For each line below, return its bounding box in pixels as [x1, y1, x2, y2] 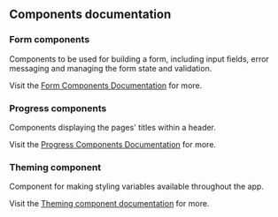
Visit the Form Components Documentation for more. [9, 79, 203, 91]
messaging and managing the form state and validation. [9, 63, 212, 73]
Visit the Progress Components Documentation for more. [9, 138, 217, 149]
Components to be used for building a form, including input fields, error [9, 53, 270, 64]
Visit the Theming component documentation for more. [9, 198, 210, 209]
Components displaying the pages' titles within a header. [9, 122, 217, 132]
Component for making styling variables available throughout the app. [9, 181, 264, 192]
